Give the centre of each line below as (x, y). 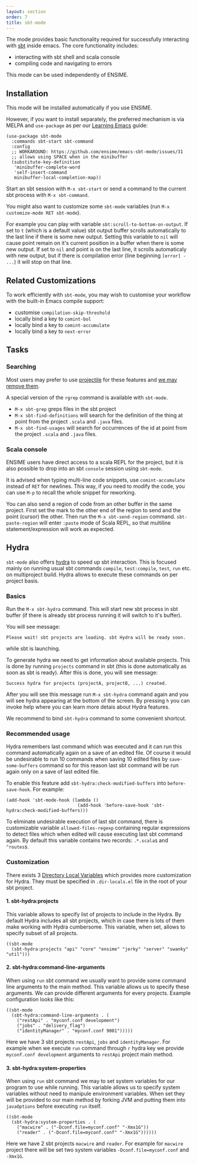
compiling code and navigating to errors (63, 63)
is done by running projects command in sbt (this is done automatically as (96, 667)
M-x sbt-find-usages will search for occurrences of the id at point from (101, 428)
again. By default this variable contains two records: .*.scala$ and (87, 840)
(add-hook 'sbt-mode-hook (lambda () (52, 800)
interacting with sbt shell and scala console (67, 57)
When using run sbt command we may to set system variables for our (91, 1081)
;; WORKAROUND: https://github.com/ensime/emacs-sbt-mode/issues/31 (97, 152)
